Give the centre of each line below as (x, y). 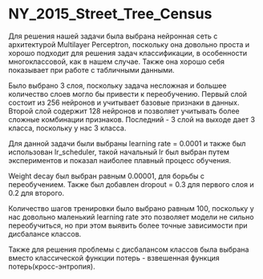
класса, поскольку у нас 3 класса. (67, 128)
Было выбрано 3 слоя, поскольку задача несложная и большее (117, 86)
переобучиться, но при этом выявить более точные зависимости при (128, 225)
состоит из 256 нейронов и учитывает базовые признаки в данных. (124, 102)
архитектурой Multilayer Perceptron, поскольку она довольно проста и (129, 44)
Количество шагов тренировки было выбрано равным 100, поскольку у (131, 208)
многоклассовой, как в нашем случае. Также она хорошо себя (117, 62)
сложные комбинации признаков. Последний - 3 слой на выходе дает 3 (131, 119)
